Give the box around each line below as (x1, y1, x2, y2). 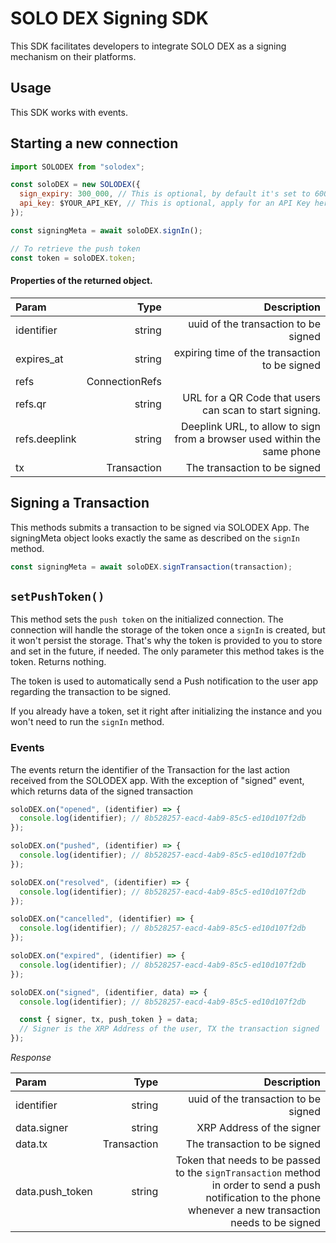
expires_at (15, 352, 64, 366)
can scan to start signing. (201, 403, 321, 417)
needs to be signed (230, 1216, 321, 1230)
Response (10, 1052, 52, 1064)
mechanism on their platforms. (10, 50, 137, 62)
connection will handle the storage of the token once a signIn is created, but (10, 624, 326, 636)
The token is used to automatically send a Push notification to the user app (10, 675, 319, 687)
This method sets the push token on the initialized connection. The (10, 613, 284, 626)
